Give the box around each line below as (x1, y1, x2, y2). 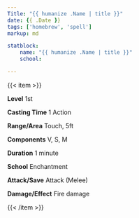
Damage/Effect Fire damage (7, 189, 90, 198)
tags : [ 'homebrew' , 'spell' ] (7, 23, 92, 30)
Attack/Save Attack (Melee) (7, 176, 89, 184)
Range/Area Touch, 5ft (7, 121, 74, 130)
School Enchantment (7, 162, 68, 170)
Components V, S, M (7, 135, 68, 144)
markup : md (7, 29, 39, 37)
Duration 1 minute (7, 149, 59, 157)
